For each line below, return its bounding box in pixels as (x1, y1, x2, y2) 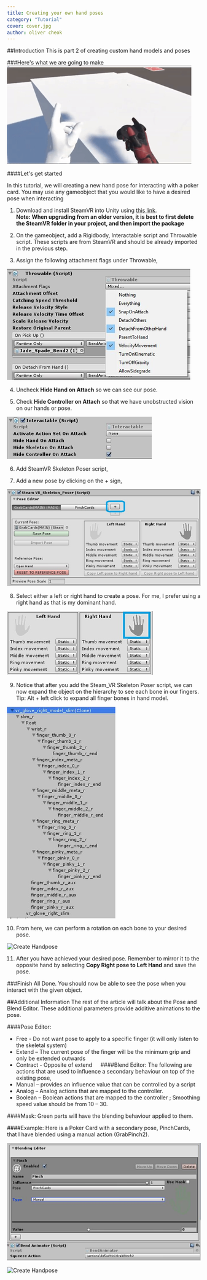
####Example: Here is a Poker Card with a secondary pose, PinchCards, (7, 1125, 191, 1132)
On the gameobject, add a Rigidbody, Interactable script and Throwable (15, 232, 197, 239)
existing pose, (15, 1074, 52, 1082)
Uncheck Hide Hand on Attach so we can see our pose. (15, 386, 158, 393)
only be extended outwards (15, 1054, 86, 1062)
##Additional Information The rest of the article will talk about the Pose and (7, 999, 197, 1006)
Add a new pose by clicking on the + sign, (15, 477, 122, 485)
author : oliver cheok (7, 29, 63, 36)
